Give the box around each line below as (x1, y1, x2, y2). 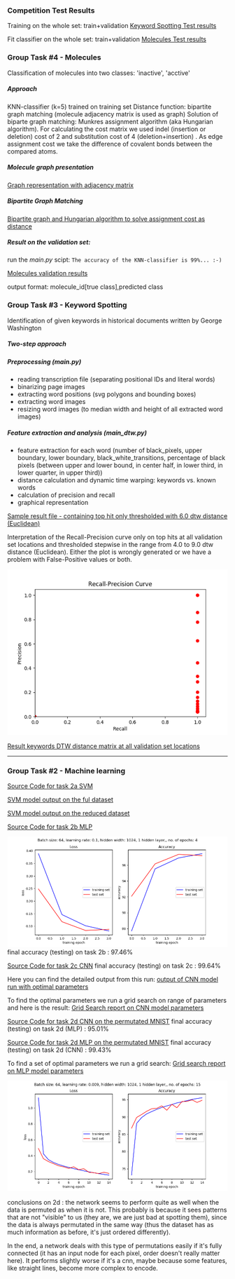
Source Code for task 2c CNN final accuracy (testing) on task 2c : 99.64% (7, 961, 222, 970)
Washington (7, 323, 42, 332)
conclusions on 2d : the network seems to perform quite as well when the (7, 1198, 219, 1207)
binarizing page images (17, 383, 85, 391)
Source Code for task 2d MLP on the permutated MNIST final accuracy (7, 1038, 212, 1047)
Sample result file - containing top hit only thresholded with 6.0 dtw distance (7, 512, 228, 520)
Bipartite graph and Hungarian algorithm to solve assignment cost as (7, 215, 205, 223)
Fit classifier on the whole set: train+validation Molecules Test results (7, 35, 206, 43)
